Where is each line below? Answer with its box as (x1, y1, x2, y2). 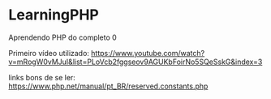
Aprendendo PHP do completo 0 (8, 32, 118, 42)
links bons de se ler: (8, 72, 75, 82)
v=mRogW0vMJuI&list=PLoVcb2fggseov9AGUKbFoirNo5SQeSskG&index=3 (8, 57, 263, 67)
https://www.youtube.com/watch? (90, 48, 205, 58)
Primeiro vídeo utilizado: (8, 48, 89, 58)
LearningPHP (8, 6, 99, 24)
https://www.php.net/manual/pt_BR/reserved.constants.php (8, 81, 209, 91)
